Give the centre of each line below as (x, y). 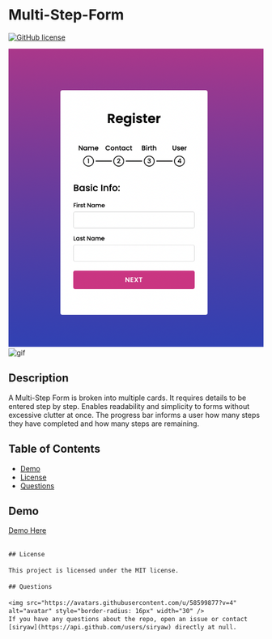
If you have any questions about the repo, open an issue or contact (128, 620)
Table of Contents (55, 449)
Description (38, 378)
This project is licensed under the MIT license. (94, 571)
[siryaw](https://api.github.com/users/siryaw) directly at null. (123, 628)
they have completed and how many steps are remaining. (104, 424)
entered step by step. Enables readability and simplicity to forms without (129, 406)
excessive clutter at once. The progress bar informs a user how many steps (134, 415)
